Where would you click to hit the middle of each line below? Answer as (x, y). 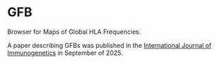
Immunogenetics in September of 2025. (65, 53)
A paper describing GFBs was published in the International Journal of (109, 45)
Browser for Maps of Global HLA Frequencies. (74, 32)
